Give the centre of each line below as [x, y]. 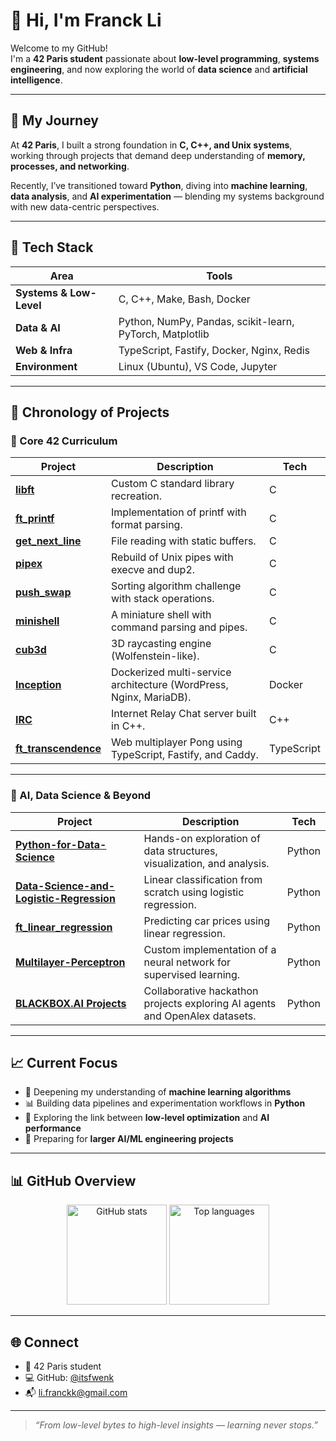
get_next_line [48, 541]
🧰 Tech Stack [52, 247]
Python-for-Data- [61, 844]
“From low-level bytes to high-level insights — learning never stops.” [176, 1425]
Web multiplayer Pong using [177, 742]
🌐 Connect [44, 1342]
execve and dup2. [153, 570]
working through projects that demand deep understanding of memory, [158, 155]
